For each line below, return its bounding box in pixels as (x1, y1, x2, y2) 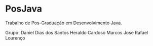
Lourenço (5, 35, 25, 41)
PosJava (5, 3, 42, 15)
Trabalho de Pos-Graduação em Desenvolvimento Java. (5, 20, 123, 26)
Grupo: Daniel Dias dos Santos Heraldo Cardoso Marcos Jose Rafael (5, 29, 148, 35)
